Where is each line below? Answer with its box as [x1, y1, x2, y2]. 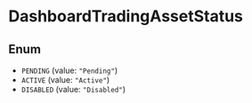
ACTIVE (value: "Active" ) [20, 75, 110, 85]
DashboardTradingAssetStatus [8, 6, 244, 27]
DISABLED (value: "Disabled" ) [20, 84, 126, 94]
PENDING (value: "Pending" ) [20, 65, 118, 75]
